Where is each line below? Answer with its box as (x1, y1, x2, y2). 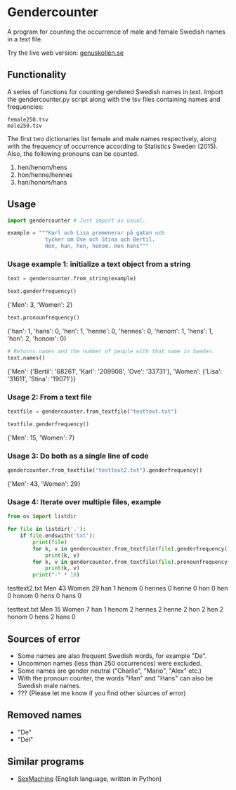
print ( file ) (32, 539, 68, 546)
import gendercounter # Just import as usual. (7, 217, 146, 224)
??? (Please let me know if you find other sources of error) (17, 689, 186, 697)
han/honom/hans (17, 178, 67, 186)
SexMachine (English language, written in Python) (17, 774, 162, 783)
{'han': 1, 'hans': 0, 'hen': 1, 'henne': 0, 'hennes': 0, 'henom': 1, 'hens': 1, (7, 327, 214, 335)
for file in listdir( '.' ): (7, 526, 86, 533)
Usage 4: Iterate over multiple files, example (7, 496, 162, 506)
